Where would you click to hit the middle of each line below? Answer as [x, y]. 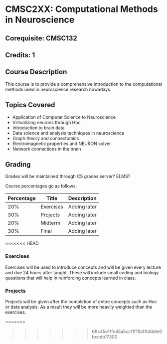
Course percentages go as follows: [41, 186]
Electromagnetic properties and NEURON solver [62, 144]
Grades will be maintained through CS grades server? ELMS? [68, 176]
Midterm [51, 223]
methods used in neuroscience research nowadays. [58, 89]
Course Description [36, 72]
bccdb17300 [105, 337]
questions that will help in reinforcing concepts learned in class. [71, 278]
